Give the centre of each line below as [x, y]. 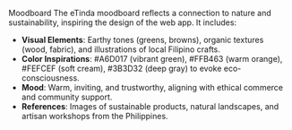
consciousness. [50, 78]
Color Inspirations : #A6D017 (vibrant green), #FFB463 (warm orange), [152, 59]
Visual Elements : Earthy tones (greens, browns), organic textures [142, 40]
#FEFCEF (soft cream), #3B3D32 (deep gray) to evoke [121, 68]
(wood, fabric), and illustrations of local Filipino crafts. [121, 49]
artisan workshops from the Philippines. [94, 116]
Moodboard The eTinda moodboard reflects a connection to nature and [140, 13]
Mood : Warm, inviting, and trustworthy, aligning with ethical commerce [152, 87]
